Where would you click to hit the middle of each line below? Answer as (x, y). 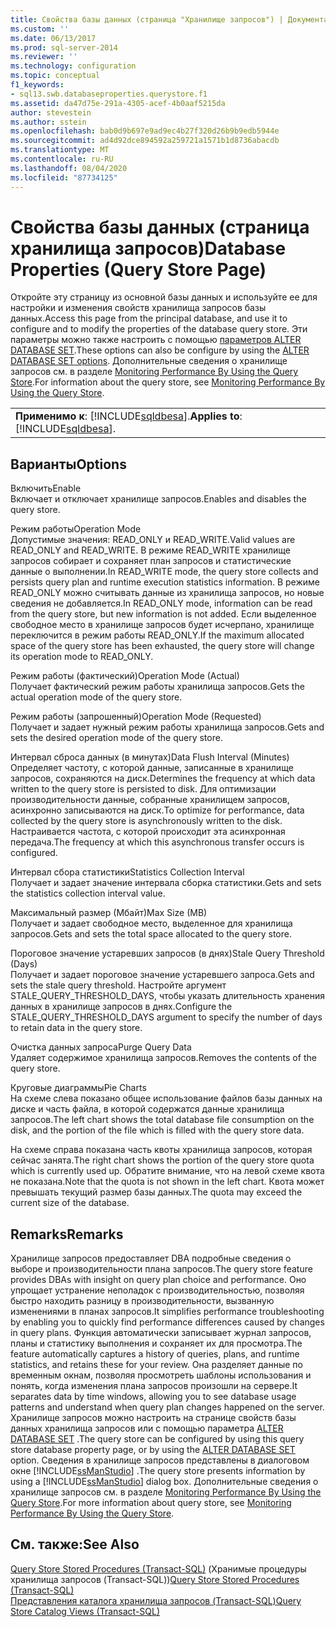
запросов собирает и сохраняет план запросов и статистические (151, 561)
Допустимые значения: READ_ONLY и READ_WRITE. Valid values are (153, 540)
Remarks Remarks (67, 1234)
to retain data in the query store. (76, 1028)
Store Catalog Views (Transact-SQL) (85, 1611)
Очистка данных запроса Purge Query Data (101, 1047)
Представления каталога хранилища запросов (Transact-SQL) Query (156, 1600)
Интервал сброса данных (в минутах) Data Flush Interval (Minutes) (150, 757)
